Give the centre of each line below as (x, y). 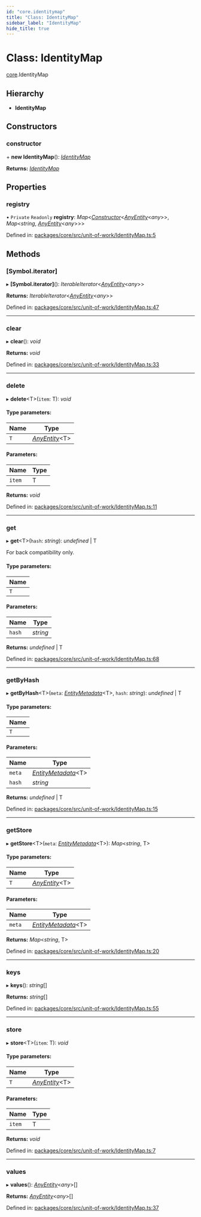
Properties (26, 187)
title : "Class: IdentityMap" (42, 17)
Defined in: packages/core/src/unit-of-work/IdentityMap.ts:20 (83, 951)
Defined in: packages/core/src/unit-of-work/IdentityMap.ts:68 (83, 658)
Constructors (32, 127)
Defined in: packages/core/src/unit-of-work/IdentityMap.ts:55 (83, 1009)
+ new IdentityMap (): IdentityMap (48, 157)
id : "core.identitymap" (36, 12)
